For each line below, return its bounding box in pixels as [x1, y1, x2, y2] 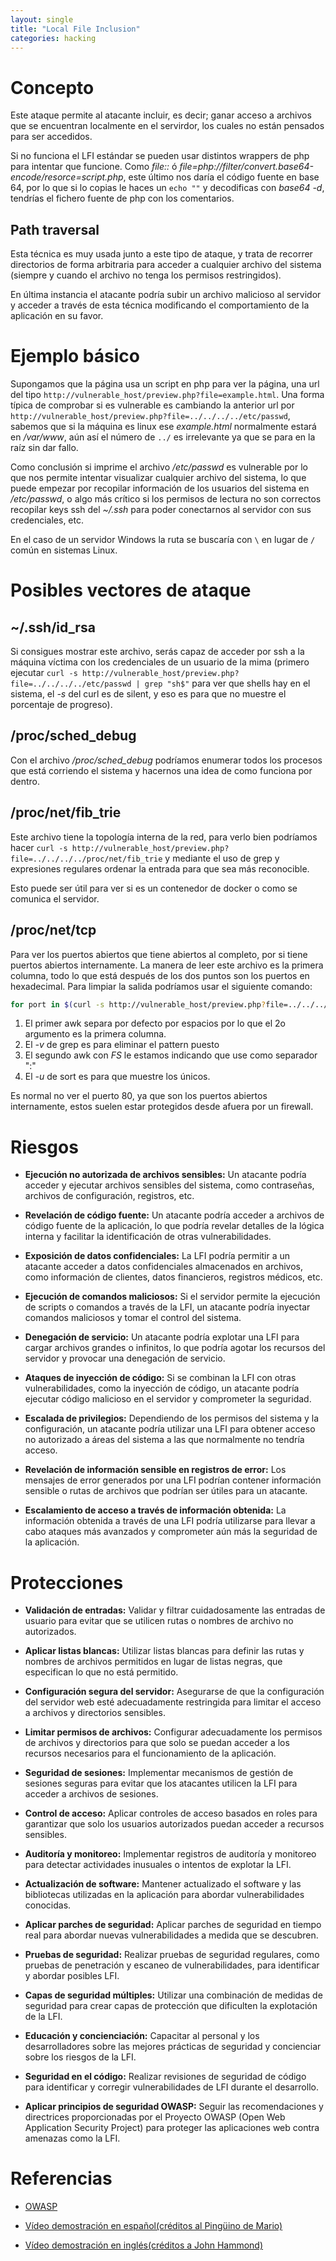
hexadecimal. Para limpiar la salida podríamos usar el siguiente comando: [10, 980, 313, 992]
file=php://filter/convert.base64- [179, 161, 314, 173]
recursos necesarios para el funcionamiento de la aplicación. [24, 1747, 277, 1760]
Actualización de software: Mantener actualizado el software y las [24, 1878, 302, 1890]
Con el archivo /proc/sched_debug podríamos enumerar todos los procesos [10, 754, 323, 766]
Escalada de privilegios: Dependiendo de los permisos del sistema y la [24, 1412, 320, 1425]
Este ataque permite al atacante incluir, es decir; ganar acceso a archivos [10, 109, 312, 121]
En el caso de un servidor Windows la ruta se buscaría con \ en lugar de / [10, 534, 316, 546]
